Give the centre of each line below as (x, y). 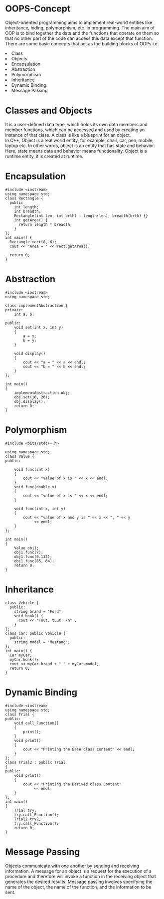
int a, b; (24, 314)
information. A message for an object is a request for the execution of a (79, 871)
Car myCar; (21, 655)
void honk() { (29, 616)
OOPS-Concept (38, 9)
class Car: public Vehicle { (35, 633)
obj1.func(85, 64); (34, 561)
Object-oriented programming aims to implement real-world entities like (79, 22)
